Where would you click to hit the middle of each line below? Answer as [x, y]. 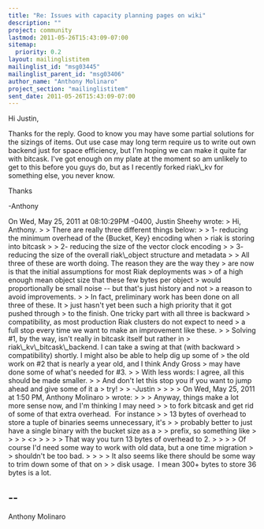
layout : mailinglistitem [49, 60]
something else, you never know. [62, 176]
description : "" [35, 23]
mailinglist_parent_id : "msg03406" [67, 74]
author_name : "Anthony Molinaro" [63, 81]
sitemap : [22, 45]
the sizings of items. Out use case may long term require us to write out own [132, 142]
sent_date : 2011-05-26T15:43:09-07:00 [72, 96]
